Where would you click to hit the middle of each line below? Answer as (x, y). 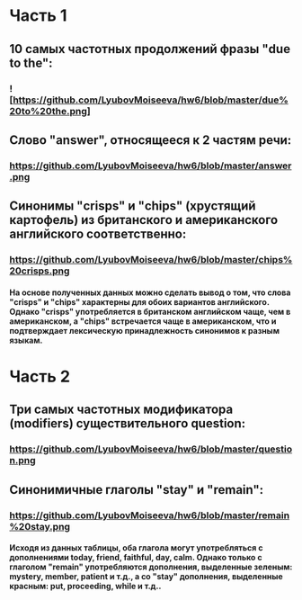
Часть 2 (40, 376)
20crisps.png (40, 271)
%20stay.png (40, 526)
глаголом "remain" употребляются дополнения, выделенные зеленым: (151, 567)
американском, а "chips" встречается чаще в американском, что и (143, 321)
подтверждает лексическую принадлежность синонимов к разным (145, 330)
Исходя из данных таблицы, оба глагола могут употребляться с (136, 548)
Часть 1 (38, 16)
